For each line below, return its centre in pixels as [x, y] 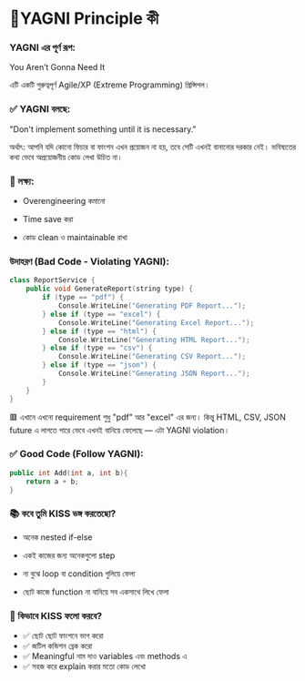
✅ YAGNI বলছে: [40, 109]
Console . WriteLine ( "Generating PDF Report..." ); [152, 306]
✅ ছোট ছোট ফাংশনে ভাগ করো [63, 635]
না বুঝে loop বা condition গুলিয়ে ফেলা [79, 574]
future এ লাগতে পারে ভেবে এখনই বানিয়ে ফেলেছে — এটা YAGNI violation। [120, 430]
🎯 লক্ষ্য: [22, 181]
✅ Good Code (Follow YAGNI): [76, 454]
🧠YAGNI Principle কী [84, 19]
